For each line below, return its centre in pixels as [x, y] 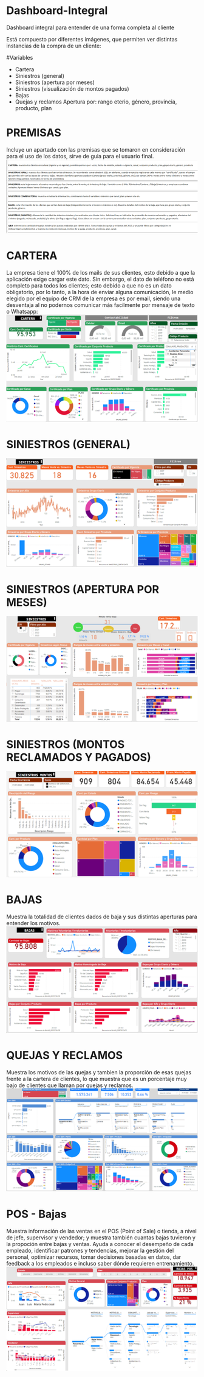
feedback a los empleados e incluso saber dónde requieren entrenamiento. [100, 1263]
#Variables [20, 57]
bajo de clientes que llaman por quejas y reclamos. [70, 1085]
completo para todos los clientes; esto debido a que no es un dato [89, 285]
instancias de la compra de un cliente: [54, 46]
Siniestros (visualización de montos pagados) [72, 88]
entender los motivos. [33, 923]
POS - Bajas [36, 1214]
